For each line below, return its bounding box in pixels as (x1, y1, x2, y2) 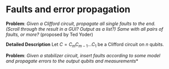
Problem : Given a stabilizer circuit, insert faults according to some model (6, 52, 161, 58)
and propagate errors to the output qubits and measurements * (6, 58, 139, 64)
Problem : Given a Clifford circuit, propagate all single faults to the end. (6, 20, 156, 27)
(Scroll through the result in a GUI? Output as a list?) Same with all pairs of (6, 26, 163, 32)
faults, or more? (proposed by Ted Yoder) (6, 31, 94, 37)
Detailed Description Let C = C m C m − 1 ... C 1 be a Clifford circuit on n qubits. (6, 41, 164, 49)
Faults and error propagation (6, 4, 131, 15)
